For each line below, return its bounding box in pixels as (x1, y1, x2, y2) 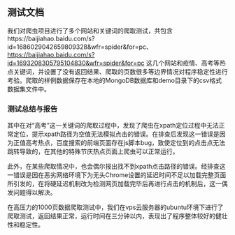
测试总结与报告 (7, 104, 58, 114)
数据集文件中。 (7, 84, 50, 93)
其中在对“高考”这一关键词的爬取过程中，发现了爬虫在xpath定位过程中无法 (7, 121, 219, 130)
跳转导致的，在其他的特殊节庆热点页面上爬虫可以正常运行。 (7, 147, 179, 156)
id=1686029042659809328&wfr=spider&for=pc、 (7, 43, 152, 51)
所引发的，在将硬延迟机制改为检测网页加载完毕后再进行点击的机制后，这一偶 (7, 180, 228, 188)
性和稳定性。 (7, 220, 44, 229)
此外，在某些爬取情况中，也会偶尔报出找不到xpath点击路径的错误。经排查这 (7, 162, 226, 171)
